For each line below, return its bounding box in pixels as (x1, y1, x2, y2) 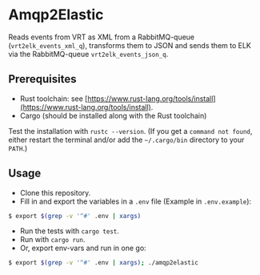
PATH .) (8, 143, 28, 153)
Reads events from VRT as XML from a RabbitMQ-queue (8, 32, 195, 42)
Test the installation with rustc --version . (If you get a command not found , (8, 126, 253, 135)
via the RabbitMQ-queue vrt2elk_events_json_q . (8, 49, 169, 59)
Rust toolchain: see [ (19, 94, 88, 103)
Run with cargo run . (19, 235, 86, 245)
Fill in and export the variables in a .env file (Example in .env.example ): (19, 196, 252, 206)
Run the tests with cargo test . (19, 226, 120, 236)
